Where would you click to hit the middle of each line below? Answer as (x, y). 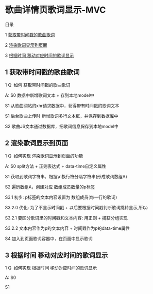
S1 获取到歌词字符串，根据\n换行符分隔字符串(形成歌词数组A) (66, 176)
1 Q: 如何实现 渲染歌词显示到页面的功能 (44, 156)
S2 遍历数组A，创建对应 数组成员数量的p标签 (50, 187)
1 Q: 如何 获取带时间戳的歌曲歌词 (38, 85)
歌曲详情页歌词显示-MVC (55, 10)
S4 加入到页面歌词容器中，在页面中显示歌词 (49, 239)
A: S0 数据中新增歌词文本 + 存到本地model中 (50, 95)
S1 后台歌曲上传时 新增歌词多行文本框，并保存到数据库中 (62, 116)
